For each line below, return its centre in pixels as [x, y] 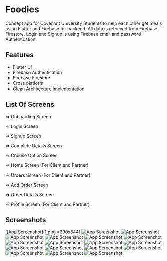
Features [19, 55]
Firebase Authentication [37, 72]
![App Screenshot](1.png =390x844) [43, 232]
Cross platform [28, 83]
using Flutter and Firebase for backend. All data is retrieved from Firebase [81, 28]
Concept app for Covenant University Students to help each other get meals [84, 23]
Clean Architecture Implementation [48, 89]
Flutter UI [22, 67]
